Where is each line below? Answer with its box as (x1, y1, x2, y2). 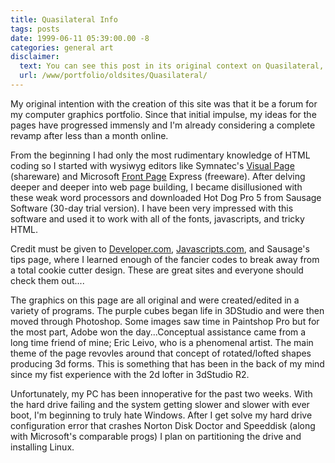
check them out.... (10, 274, 85, 286)
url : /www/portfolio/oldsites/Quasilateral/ (19, 71, 208, 81)
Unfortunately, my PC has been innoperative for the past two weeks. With (10, 387, 313, 400)
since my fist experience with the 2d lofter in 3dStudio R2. (10, 368, 250, 380)
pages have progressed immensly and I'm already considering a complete (10, 119, 316, 131)
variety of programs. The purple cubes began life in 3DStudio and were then (10, 304, 325, 316)
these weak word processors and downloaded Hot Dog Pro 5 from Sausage (10, 191, 322, 203)
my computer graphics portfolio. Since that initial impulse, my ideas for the (10, 108, 317, 120)
